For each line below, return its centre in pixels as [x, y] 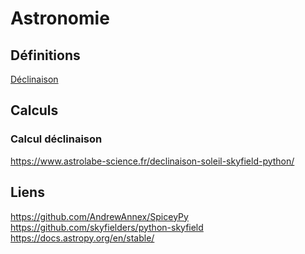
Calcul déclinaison [56, 139]
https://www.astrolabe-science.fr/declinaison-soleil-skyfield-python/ [152, 161]
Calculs [34, 110]
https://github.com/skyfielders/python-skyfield [107, 227]
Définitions [45, 55]
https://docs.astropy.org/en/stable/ [82, 238]
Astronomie [60, 18]
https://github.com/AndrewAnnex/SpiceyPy [99, 216]
